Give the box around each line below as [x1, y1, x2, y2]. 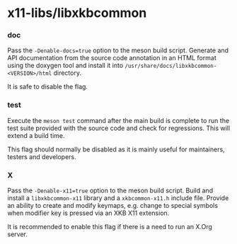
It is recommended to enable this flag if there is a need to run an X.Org [7, 223, 212, 231]
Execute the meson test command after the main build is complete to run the [7, 116, 230, 124]
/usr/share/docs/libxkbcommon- [125, 62, 217, 70]
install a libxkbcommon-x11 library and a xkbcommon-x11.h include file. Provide [7, 194, 229, 202]
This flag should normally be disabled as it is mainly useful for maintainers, [7, 145, 225, 153]
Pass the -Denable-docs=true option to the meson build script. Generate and [7, 46, 229, 54]
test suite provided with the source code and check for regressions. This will [7, 124, 231, 132]
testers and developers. [7, 152, 76, 161]
